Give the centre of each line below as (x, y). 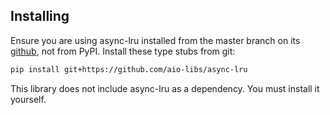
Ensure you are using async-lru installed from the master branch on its (155, 40)
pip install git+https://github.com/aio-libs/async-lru (129, 69)
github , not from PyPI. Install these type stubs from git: (123, 51)
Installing (40, 16)
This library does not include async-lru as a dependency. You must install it (165, 88)
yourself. (28, 99)
